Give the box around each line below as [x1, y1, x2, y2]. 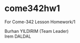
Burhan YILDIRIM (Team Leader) [4, 28, 69, 34]
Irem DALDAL [4, 33, 31, 39]
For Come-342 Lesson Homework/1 [4, 19, 76, 25]
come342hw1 [4, 3, 60, 14]
